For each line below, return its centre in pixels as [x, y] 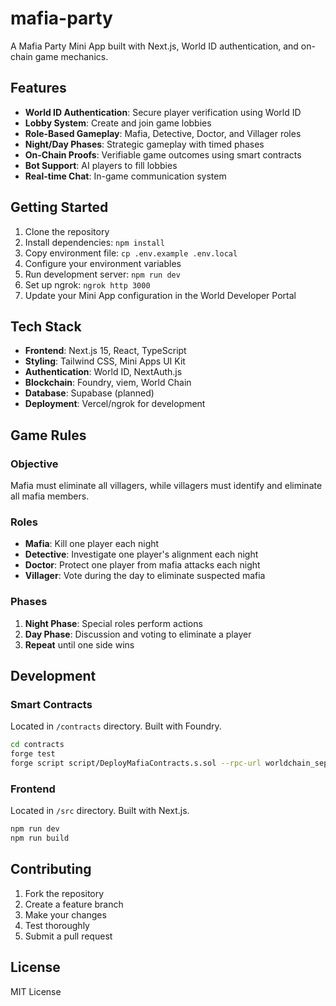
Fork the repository [64, 893]
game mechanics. [71, 56]
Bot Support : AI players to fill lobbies [101, 165]
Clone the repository [67, 231]
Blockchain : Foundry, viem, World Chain [108, 383]
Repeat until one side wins [79, 644]
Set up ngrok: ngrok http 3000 [87, 284]
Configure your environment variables [103, 263]
